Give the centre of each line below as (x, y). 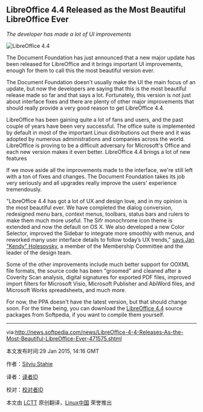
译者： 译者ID (22, 377)
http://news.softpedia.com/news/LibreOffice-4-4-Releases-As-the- (99, 332)
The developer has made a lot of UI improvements (69, 34)
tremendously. (24, 189)
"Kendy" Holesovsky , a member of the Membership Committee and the (95, 246)
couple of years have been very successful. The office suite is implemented (101, 126)
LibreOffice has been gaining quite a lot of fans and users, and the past (95, 119)
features (17, 158)
